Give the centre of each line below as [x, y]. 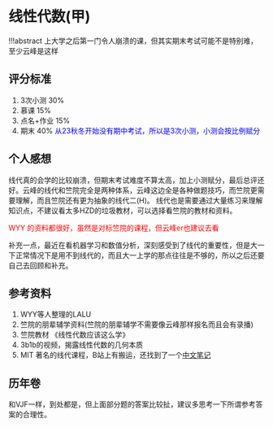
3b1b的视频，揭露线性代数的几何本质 [82, 345]
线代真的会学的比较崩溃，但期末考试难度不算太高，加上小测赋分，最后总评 [133, 180]
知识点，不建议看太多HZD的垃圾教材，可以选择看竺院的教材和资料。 [123, 210]
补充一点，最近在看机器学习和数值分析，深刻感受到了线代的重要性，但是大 [133, 245]
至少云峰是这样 [33, 50]
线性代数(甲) [50, 17]
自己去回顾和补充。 [41, 265]
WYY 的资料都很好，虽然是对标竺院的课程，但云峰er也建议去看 [114, 228]
